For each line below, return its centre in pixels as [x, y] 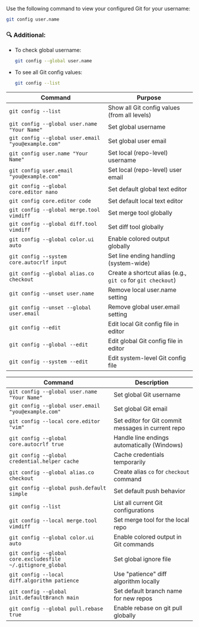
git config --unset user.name [52, 293]
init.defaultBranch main [44, 597]
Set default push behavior [149, 491]
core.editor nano [33, 192]
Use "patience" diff [140, 574]
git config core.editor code [50, 201]
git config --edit [35, 327]
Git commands [134, 544]
